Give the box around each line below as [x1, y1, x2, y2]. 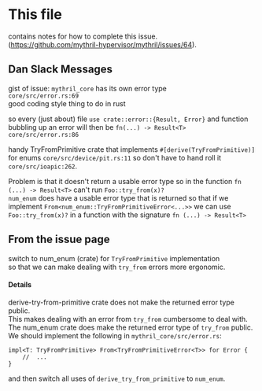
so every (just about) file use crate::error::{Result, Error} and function [8, 114, 249, 124]
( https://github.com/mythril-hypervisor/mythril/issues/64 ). [8, 39, 197, 49]
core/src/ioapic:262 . [8, 161, 78, 171]
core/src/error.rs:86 [8, 131, 79, 138]
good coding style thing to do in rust [8, 98, 126, 108]
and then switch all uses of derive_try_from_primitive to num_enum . [8, 374, 226, 383]
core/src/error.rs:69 [8, 92, 79, 100]
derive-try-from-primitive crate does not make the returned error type [8, 297, 234, 307]
